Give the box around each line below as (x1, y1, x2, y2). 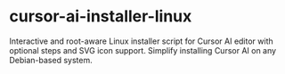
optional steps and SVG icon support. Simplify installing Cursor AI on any (9, 45, 277, 55)
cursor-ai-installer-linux (9, 6, 192, 27)
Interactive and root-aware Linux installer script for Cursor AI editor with (9, 36, 273, 46)
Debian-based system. (9, 54, 93, 65)
